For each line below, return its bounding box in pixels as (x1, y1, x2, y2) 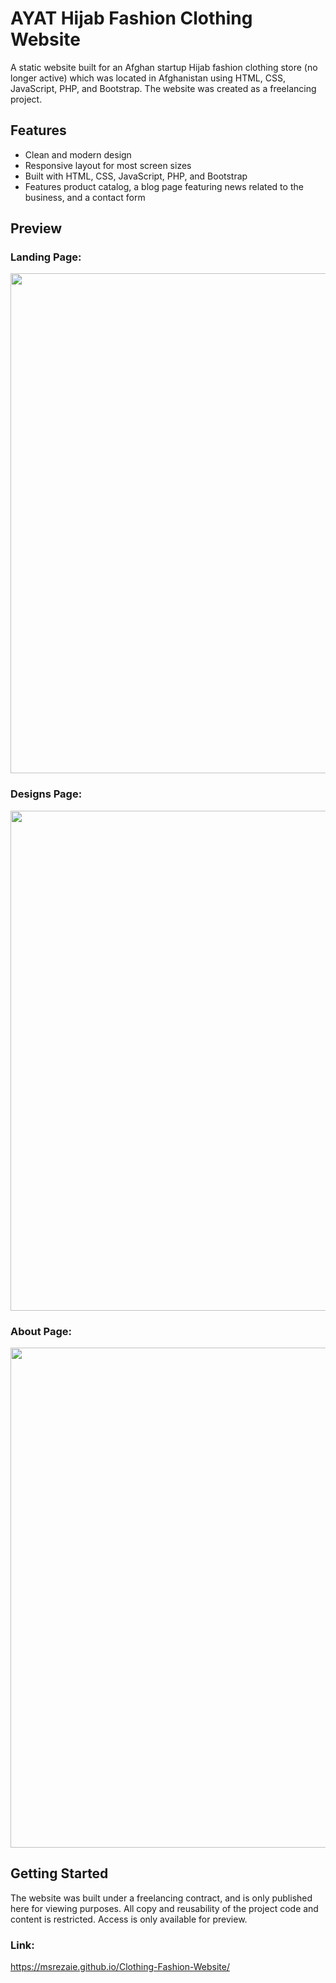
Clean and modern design (24, 148, 132, 161)
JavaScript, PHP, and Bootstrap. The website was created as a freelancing (10, 82, 317, 94)
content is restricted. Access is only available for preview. (10, 1913, 248, 1925)
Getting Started (10, 1865, 109, 1882)
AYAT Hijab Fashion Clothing (10, 7, 253, 30)
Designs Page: (10, 787, 83, 801)
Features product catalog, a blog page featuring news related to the (24, 180, 304, 192)
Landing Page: (10, 250, 82, 264)
